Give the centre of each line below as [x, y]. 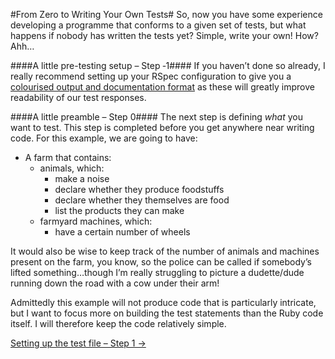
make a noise [82, 178]
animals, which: [72, 168]
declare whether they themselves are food [142, 200]
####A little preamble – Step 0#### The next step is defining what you [156, 117]
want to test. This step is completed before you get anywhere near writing [162, 127]
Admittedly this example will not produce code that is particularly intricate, [163, 302]
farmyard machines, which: [96, 221]
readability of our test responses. [78, 97]
